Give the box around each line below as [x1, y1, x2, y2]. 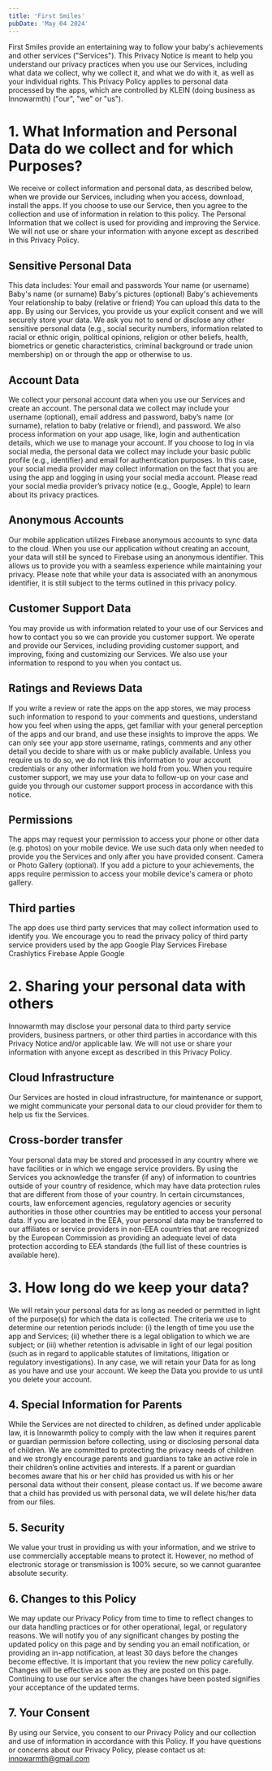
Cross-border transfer [8, 1134, 123, 1147]
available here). [8, 1250, 60, 1260]
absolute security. [8, 1569, 69, 1578]
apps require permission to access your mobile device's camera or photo [8, 869, 253, 879]
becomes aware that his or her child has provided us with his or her [8, 1471, 234, 1481]
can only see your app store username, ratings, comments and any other [8, 738, 252, 747]
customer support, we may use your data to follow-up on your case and [8, 772, 249, 781]
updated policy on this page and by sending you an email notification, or [8, 1639, 250, 1649]
